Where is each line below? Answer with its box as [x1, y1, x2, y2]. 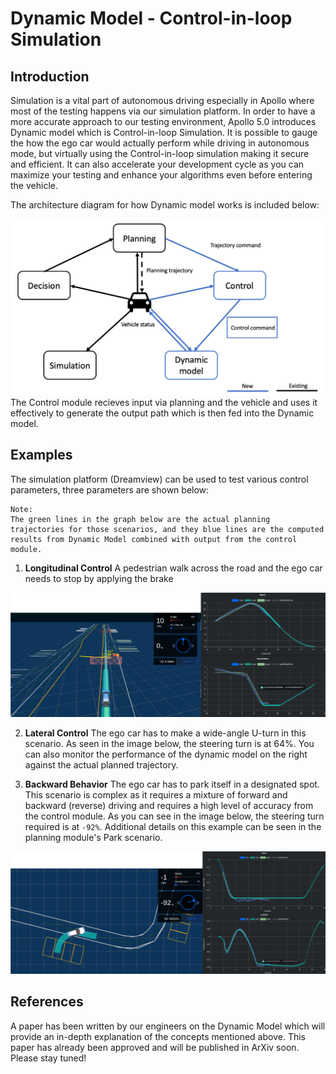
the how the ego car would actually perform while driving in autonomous [10, 137, 310, 149]
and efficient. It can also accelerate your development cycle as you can [10, 158, 305, 170]
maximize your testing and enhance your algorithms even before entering [10, 169, 313, 181]
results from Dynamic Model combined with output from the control [10, 534, 298, 544]
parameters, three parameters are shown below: [10, 483, 210, 496]
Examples [10, 447, 73, 464]
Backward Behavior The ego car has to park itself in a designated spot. [24, 778, 320, 791]
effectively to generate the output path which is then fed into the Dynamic [10, 407, 315, 419]
